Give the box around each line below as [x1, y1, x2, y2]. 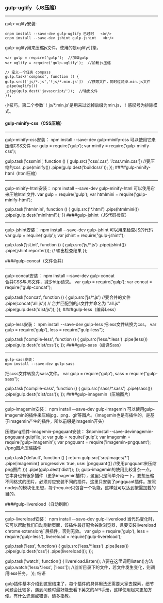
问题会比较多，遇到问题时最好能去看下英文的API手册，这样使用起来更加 [5, 586, 148, 592]
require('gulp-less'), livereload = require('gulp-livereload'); [5, 534, 122, 539]
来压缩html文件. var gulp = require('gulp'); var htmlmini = [5, 191, 119, 197]
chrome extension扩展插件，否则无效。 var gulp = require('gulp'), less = [5, 528, 149, 534]
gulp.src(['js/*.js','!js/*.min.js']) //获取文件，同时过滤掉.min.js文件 [5, 79, 151, 85]
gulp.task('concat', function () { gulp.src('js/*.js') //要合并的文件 [5, 294, 131, 300]
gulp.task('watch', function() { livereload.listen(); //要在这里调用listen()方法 [5, 558, 154, 564]
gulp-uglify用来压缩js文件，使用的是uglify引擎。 [5, 45, 101, 51]
